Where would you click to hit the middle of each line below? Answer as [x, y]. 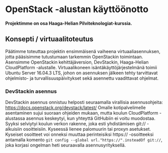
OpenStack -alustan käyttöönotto [77, 9]
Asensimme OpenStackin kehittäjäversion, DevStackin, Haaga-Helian [77, 62]
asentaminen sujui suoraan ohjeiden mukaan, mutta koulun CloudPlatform [82, 113]
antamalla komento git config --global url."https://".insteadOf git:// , [84, 140]
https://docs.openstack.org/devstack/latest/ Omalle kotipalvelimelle [76, 108]
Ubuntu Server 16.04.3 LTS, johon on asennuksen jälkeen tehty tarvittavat [81, 73]
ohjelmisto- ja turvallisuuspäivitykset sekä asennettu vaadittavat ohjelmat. [82, 78]
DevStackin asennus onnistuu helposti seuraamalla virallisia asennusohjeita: [84, 103]
